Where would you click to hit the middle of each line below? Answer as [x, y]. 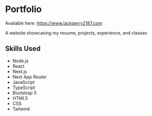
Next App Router [29, 77]
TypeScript [24, 87]
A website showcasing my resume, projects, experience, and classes [76, 33]
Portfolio [23, 9]
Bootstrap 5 [24, 93]
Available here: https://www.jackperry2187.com [54, 23]
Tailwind [21, 108]
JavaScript [23, 82]
